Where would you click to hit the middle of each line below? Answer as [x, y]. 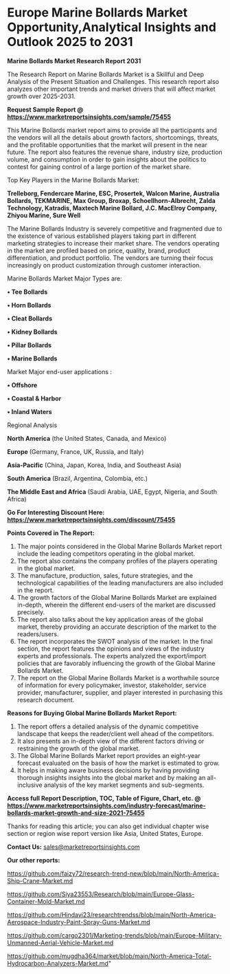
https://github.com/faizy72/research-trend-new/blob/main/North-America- [113, 873]
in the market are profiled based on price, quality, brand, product [99, 250]
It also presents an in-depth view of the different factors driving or [111, 741]
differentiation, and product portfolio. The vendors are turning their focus [110, 258]
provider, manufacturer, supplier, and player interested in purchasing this [120, 692]
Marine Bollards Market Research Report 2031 [74, 61]
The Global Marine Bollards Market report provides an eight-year [108, 755]
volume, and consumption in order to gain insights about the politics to [107, 159]
